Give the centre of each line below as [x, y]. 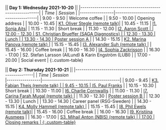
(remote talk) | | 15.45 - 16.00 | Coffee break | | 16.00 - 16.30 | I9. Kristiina [79, 112]
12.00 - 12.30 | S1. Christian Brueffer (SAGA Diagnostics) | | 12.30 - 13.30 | [80, 34]
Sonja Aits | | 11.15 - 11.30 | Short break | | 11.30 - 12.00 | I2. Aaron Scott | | [79, 29]
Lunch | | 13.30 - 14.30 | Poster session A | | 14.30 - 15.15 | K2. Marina [76, 39]
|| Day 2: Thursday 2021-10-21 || [39, 70]
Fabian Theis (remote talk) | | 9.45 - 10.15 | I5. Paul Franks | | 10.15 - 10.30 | [81, 86]
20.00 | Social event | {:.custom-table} [44, 60]
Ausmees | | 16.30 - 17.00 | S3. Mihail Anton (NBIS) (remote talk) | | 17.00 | [80, 117]
